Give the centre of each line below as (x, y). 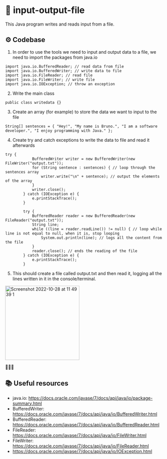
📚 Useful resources (37, 384)
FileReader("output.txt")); (34, 220)
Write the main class (33, 93)
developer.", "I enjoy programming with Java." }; (59, 131)
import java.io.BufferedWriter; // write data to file (63, 71)
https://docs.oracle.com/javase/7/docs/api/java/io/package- (90, 398)
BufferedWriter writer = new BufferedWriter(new (83, 159)
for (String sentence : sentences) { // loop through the (93, 167)
